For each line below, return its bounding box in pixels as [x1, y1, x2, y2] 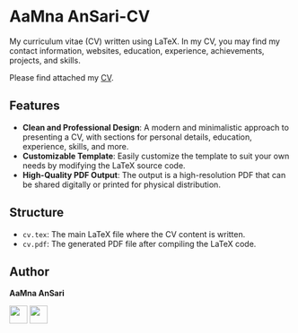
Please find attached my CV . [9, 72, 114, 82]
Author [9, 264, 49, 279]
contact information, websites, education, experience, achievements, [9, 45, 265, 55]
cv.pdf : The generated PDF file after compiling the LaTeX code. [22, 238, 257, 249]
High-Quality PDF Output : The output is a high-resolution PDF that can [22, 169, 286, 180]
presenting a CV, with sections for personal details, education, [22, 132, 253, 142]
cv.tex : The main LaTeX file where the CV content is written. [22, 228, 246, 239]
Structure [9, 205, 65, 220]
